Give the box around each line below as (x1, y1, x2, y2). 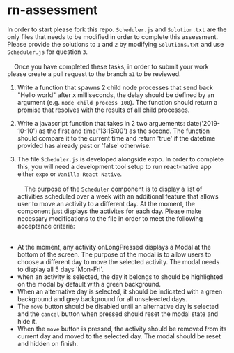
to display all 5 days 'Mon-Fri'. (17, 265, 104, 273)
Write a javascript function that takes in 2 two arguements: (17, 119, 186, 127)
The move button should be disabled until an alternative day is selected (17, 302, 219, 310)
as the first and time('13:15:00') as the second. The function (38, 127, 210, 135)
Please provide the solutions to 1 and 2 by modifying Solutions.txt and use (7, 40, 224, 48)
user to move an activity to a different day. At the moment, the (17, 199, 195, 208)
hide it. (17, 317, 38, 325)
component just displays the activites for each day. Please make (17, 207, 202, 215)
